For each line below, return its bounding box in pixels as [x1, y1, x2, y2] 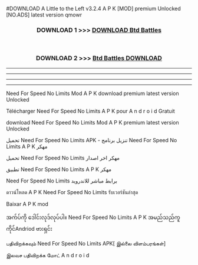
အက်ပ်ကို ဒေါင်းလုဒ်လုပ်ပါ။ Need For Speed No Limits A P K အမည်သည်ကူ [6, 214, 181, 221]
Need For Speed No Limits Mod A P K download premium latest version [6, 90, 179, 97]
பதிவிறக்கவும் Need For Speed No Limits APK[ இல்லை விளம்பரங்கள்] [6, 240, 166, 247]
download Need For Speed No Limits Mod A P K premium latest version [6, 119, 179, 126]
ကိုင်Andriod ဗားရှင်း [6, 225, 53, 232]
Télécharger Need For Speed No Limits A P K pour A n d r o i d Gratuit [6, 107, 175, 114]
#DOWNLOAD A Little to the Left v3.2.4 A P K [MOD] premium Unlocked [6, 5, 181, 12]
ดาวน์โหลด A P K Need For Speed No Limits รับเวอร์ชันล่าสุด [6, 188, 138, 195]
